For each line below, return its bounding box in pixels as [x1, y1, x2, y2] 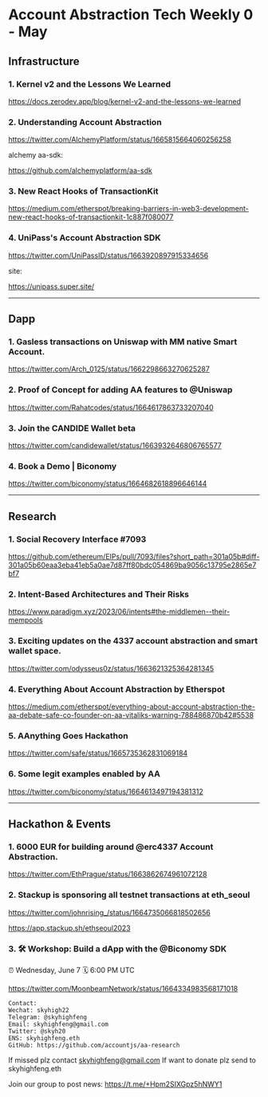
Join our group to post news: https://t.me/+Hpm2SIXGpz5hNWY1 [8, 1079, 223, 1089]
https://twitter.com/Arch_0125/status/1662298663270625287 [8, 364, 210, 374]
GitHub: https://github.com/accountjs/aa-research [8, 1041, 180, 1049]
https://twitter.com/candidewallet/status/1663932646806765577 [8, 441, 222, 450]
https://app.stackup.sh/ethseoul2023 [8, 923, 131, 933]
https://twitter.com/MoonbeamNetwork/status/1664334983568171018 [8, 983, 238, 993]
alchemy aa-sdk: [8, 150, 64, 160]
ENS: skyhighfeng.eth [8, 1034, 81, 1042]
